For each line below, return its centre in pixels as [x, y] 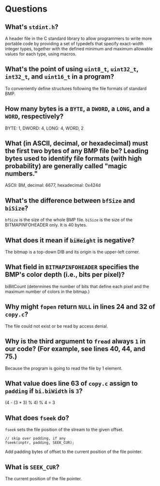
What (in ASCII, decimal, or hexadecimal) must [77, 143]
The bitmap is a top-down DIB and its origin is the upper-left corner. [73, 252]
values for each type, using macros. [41, 54]
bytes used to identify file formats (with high [73, 159]
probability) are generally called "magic [66, 166]
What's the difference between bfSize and [70, 201]
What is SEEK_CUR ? [32, 467]
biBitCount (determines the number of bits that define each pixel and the [77, 286]
